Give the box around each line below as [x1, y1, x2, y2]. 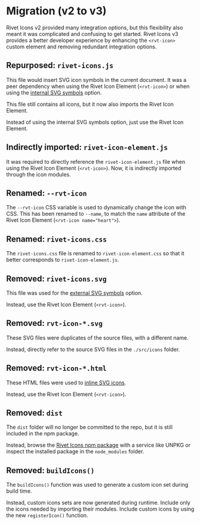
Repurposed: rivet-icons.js [6, 60, 114, 71]
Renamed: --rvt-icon [6, 188, 87, 198]
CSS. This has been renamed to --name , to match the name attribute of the [6, 210, 186, 218]
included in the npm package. [6, 430, 79, 437]
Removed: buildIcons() [6, 465, 95, 475]
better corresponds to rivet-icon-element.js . [6, 256, 119, 264]
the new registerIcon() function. [6, 512, 88, 519]
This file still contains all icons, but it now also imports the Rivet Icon [6, 100, 174, 108]
